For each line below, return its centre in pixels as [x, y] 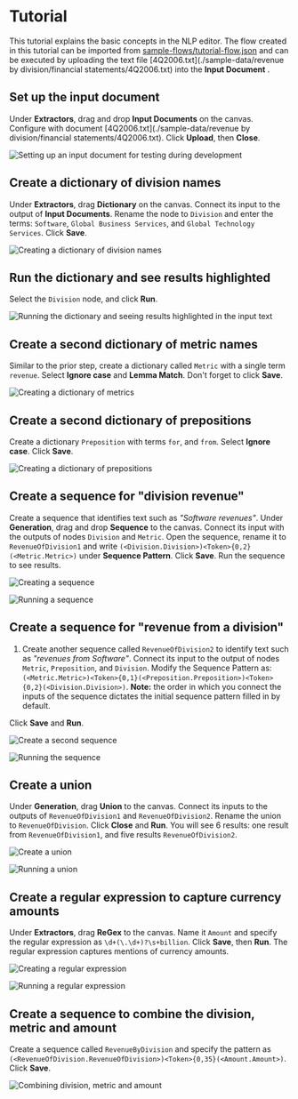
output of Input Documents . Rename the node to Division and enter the [141, 213]
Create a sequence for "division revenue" [127, 497]
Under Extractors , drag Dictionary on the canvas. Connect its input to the [145, 204]
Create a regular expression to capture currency [145, 897]
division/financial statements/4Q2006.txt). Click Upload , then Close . [135, 137]
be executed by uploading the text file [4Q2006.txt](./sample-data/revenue [147, 60]
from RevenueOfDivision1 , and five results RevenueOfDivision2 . [123, 835]
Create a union [51, 786]
